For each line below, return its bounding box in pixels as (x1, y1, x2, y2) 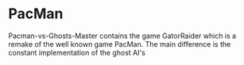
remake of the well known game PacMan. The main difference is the (8, 39, 231, 48)
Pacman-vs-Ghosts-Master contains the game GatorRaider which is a (8, 31, 237, 40)
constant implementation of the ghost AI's (8, 48, 145, 57)
